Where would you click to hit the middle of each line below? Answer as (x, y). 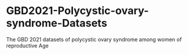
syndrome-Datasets (57, 23)
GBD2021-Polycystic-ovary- (78, 11)
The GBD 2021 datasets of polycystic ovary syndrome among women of (94, 39)
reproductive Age (28, 46)
